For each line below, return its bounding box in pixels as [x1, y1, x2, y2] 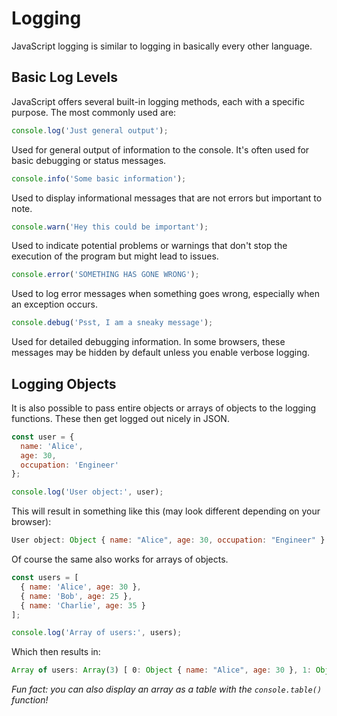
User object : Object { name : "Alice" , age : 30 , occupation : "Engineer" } [11, 535, 326, 546]
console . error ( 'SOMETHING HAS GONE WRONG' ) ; [11, 270, 200, 280]
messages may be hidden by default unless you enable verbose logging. [11, 347, 311, 359]
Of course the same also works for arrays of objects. [11, 553, 229, 566]
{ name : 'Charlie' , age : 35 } [20, 600, 146, 611]
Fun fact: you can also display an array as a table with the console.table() [11, 683, 323, 696]
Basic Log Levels [11, 69, 119, 86]
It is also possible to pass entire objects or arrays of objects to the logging [11, 402, 317, 414]
